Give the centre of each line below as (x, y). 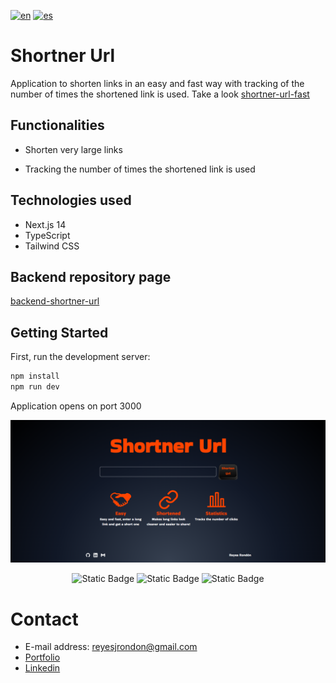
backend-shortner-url (55, 301)
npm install (35, 376)
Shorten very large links (73, 149)
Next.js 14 (45, 224)
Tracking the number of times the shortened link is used (140, 169)
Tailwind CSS (52, 246)
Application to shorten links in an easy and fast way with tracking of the (157, 83)
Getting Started (59, 332)
